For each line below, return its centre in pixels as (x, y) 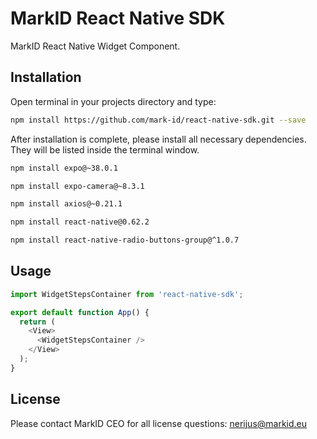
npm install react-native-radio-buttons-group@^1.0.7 (125, 240)
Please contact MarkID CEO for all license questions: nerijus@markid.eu (159, 423)
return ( (37, 322)
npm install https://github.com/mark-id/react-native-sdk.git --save (158, 120)
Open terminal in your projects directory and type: (113, 101)
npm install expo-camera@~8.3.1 (77, 186)
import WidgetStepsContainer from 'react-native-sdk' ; (127, 294)
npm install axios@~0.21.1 (66, 204)
